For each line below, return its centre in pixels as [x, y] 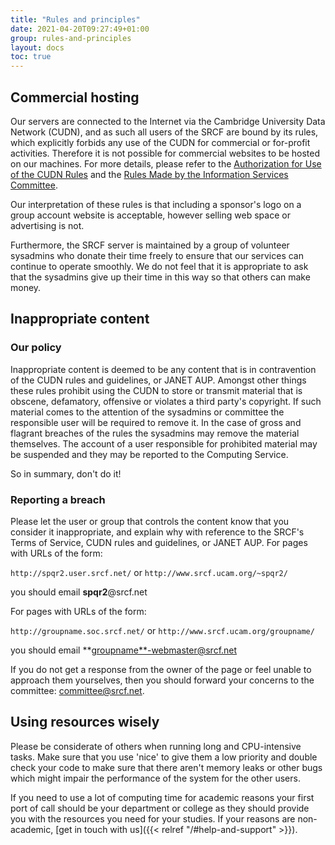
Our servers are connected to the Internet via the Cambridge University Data [168, 121]
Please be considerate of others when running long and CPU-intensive [156, 746]
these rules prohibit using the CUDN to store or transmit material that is [156, 390]
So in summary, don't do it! [66, 473]
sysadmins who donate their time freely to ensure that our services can [157, 255]
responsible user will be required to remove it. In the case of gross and [156, 422]
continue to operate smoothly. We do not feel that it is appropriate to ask [159, 266]
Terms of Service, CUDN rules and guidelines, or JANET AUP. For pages [159, 542]
